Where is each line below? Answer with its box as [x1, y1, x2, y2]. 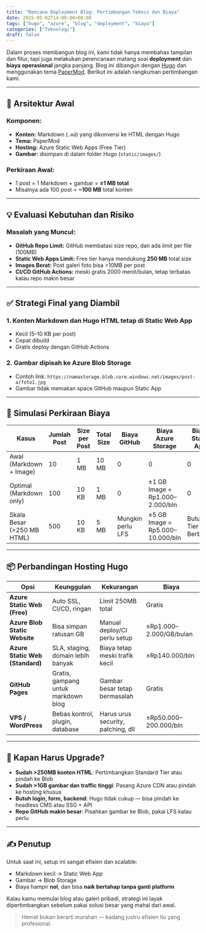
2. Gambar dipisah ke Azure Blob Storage [6, 358, 132, 367]
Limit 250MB [99, 597, 137, 605]
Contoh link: [15, 373, 46, 380]
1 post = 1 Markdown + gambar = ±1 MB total [15, 179, 129, 187]
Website [9, 633, 34, 642]
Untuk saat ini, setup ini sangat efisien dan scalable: [6, 858, 138, 865]
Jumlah [48, 430, 71, 439]
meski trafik [99, 651, 134, 660]
